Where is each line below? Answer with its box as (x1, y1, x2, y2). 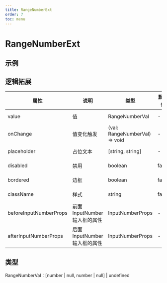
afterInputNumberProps (7, 232, 64, 239)
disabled (7, 162, 28, 169)
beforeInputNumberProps (7, 209, 68, 216)
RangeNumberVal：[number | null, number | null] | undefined (5, 272, 130, 278)
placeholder (7, 147, 36, 154)
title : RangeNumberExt (5, 7, 52, 12)
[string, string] (108, 147, 142, 154)
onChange (7, 130, 32, 137)
